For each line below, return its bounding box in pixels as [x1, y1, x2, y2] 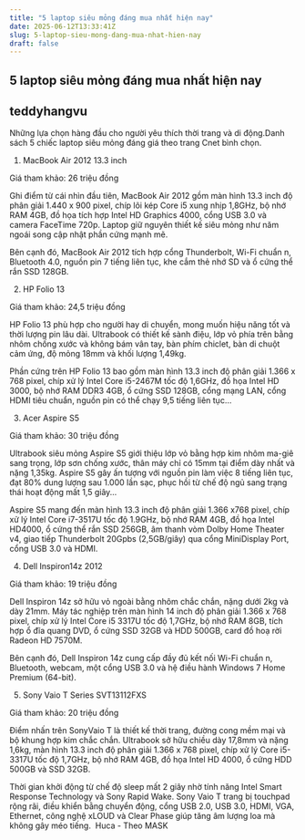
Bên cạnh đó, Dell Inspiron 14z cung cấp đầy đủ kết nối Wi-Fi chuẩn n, [9, 653, 273, 664]
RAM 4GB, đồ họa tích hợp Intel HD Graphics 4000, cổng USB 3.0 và [9, 210, 267, 221]
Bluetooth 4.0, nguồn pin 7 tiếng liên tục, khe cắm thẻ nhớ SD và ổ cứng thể [9, 256, 293, 267]
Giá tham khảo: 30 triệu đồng [9, 430, 119, 441]
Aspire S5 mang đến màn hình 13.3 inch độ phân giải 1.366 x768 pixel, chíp [9, 504, 290, 515]
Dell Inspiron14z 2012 [22, 561, 103, 572]
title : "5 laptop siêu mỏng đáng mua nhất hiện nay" [9, 13, 214, 23]
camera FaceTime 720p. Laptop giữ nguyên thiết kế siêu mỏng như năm [9, 220, 280, 231]
